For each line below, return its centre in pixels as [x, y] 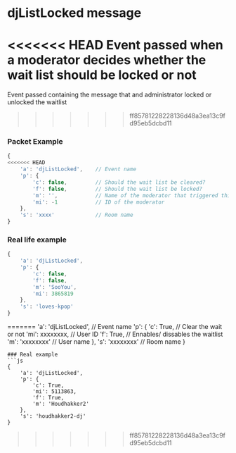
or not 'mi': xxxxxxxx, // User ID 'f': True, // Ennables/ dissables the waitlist [115, 334]
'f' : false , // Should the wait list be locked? [117, 189]
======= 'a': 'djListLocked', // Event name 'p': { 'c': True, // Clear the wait [115, 327]
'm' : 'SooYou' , [55, 287]
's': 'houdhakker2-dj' [53, 416]
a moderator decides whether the [107, 60]
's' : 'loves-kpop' [47, 307]
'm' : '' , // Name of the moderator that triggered [125, 195]
